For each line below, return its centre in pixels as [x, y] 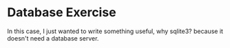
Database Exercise [62, 13]
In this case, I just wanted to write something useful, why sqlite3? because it [115, 31]
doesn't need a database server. [53, 38]
